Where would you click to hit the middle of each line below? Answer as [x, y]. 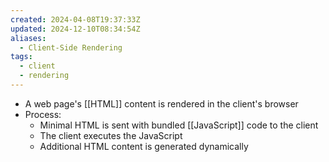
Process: [43, 114]
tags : [21, 57]
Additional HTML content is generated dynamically [144, 146]
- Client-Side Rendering [71, 47]
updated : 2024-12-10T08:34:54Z [75, 29]
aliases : [28, 38]
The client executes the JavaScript [111, 135]
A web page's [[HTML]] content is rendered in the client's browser [161, 103]
